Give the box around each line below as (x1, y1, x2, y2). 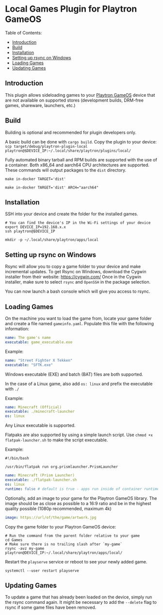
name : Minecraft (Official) (5, 404, 62, 409)
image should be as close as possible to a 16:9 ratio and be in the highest (5, 500, 151, 506)
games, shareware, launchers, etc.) (5, 102, 76, 108)
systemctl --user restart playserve (5, 568, 79, 573)
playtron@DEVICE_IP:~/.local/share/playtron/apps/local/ (5, 550, 123, 555)
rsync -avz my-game (5, 546, 45, 551)
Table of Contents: (5, 30, 42, 35)
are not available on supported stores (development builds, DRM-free (5, 97, 144, 103)
